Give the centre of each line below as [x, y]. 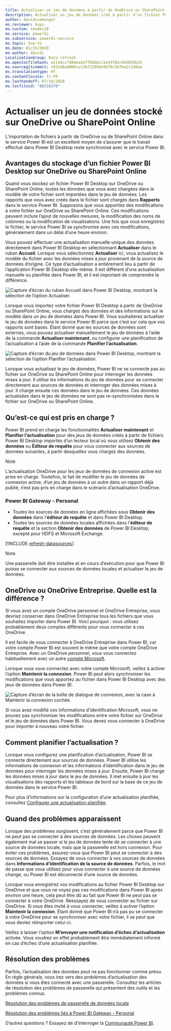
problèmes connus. [25, 993]
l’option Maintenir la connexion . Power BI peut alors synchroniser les [78, 674]
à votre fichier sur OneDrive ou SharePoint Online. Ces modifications [77, 211]
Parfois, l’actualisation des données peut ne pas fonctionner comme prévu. [84, 971]
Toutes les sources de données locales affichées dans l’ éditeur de [82, 523]
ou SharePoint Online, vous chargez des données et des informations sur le [84, 311]
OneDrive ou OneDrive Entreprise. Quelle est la [81, 590]
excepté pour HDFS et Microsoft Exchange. [58, 534]
